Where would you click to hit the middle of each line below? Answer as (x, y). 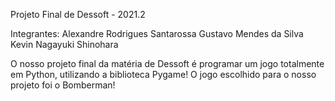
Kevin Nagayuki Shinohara (64, 44)
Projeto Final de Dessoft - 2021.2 (78, 14)
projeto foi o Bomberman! (63, 85)
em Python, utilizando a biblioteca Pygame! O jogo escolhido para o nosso (163, 74)
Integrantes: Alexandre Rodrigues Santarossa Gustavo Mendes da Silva (157, 33)
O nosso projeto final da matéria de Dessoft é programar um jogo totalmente (167, 63)
